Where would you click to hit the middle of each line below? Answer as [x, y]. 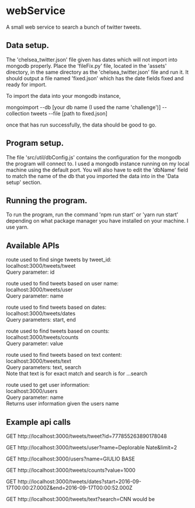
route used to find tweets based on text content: [64, 355]
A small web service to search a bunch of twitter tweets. [74, 27]
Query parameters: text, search [44, 367]
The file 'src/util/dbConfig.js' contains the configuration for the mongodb [94, 157]
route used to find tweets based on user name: [62, 284]
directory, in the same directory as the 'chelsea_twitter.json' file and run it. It [97, 72]
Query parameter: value [34, 343]
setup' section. [24, 182]
